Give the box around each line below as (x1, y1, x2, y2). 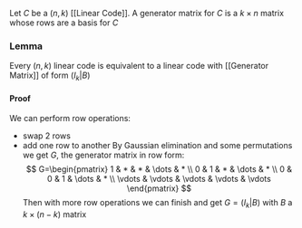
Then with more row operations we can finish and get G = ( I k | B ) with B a (22, 197, 293, 211)
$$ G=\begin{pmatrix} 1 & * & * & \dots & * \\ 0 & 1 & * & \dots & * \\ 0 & (25, 164, 293, 175)
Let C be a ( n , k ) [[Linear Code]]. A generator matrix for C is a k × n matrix (9, 8, 284, 18)
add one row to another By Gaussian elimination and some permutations (22, 140, 293, 151)
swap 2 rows (22, 130, 71, 141)
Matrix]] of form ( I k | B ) (9, 70, 91, 83)
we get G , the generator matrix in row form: (22, 149, 185, 161)
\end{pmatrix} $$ (126, 183, 192, 194)
